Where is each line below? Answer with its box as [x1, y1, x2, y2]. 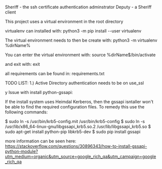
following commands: [5, 109, 48, 115]
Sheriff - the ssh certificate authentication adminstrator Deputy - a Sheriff [5, 4, 152, 10]
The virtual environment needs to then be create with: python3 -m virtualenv [5, 37, 158, 43]
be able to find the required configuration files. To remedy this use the [5, 104, 145, 109]
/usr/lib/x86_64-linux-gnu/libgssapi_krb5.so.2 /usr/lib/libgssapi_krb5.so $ [5, 123, 151, 129]
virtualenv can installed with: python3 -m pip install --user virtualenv [5, 28, 142, 33]
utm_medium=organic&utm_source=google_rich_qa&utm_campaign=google [5, 154, 156, 159]
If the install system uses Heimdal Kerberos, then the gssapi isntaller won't [5, 99, 154, 105]
